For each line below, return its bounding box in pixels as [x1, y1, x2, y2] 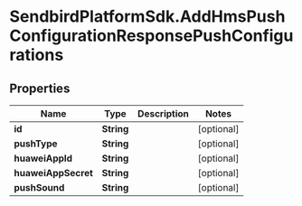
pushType [14, 137, 58, 150]
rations [9, 45, 64, 65]
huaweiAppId [14, 152, 73, 164]
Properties [9, 80, 71, 96]
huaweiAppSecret [14, 167, 93, 179]
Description [137, 108, 190, 119]
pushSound [14, 182, 65, 193]
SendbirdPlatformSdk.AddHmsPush [9, 6, 286, 27]
